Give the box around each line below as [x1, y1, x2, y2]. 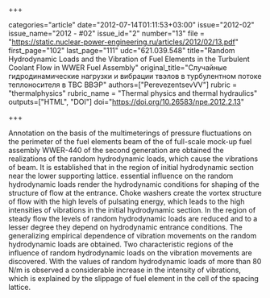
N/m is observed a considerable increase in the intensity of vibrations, [8, 265, 242, 275]
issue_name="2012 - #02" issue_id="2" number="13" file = [8, 29, 206, 38]
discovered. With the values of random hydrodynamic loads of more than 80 [8, 257, 262, 266]
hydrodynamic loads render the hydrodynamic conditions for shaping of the [8, 180, 260, 189]
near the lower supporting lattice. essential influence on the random [8, 171, 234, 180]
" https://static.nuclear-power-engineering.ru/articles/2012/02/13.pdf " [8, 37, 239, 47]
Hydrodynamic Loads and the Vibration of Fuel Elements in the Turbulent [8, 54, 250, 64]
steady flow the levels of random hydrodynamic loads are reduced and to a [8, 214, 258, 223]
